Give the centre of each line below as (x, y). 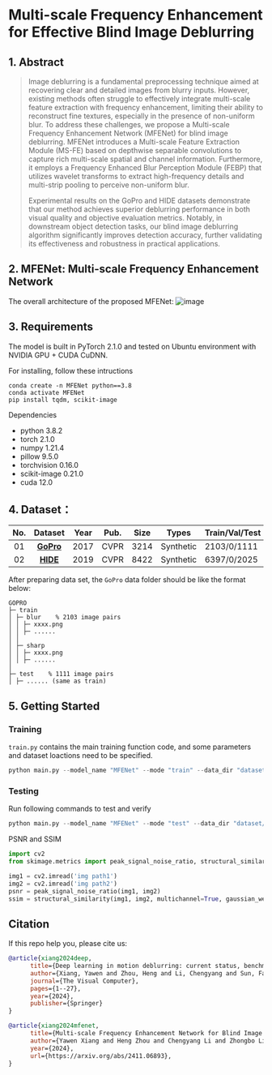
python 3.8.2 (41, 430)
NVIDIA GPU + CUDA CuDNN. (58, 355)
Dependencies (33, 414)
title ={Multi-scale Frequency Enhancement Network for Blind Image (146, 1034)
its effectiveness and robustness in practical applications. (124, 244)
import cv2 (27, 854)
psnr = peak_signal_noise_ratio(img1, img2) (85, 891)
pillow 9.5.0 (39, 456)
